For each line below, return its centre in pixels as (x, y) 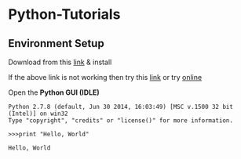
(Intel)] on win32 (38, 114)
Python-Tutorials (64, 14)
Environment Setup (56, 43)
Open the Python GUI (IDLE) (54, 92)
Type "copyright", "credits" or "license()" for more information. (121, 121)
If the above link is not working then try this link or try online (105, 77)
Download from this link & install (60, 62)
